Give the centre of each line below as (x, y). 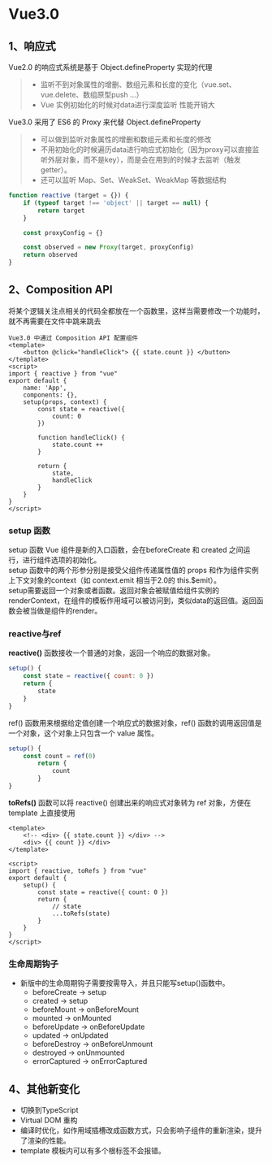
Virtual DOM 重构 (49, 1120)
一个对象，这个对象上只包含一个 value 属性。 (84, 733)
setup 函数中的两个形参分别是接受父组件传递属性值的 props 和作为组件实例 (134, 571)
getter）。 (56, 170)
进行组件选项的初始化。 (62, 560)
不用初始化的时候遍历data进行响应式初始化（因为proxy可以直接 (146, 150)
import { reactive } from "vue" (63, 373)
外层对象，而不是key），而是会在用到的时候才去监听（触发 (144, 160)
